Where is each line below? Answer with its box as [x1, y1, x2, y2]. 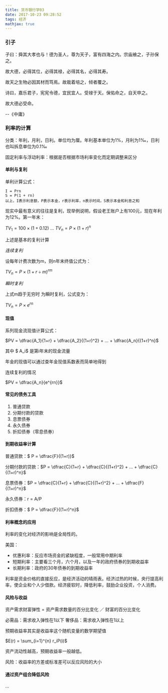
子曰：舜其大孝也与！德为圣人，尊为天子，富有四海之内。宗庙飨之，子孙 [5, 51, 154, 57]
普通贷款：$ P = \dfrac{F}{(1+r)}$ [5, 453, 75, 459]
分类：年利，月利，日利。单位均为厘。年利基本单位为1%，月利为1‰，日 [5, 137, 155, 143]
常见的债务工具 [5, 391, 36, 398]
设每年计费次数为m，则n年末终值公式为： [5, 258, 91, 264]
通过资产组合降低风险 [5, 671, 49, 677]
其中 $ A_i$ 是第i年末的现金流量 [5, 348, 71, 354]
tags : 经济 [5, 17, 27, 22]
